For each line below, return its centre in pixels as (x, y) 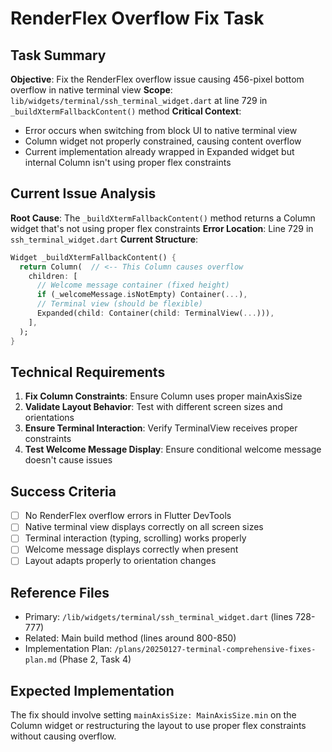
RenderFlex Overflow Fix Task (137, 18)
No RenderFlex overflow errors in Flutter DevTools (128, 516)
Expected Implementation (92, 690)
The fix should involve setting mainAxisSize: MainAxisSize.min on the (153, 715)
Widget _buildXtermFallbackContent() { (93, 257)
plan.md (40, 660)
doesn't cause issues (68, 460)
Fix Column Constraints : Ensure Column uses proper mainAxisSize (163, 396)
